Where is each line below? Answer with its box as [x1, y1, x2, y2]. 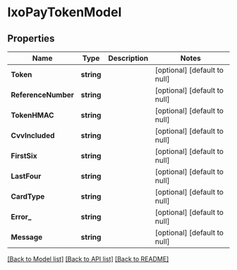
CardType [11, 192, 45, 201]
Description [108, 54, 149, 63]
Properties [7, 33, 55, 45]
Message [11, 233, 43, 242]
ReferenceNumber [11, 90, 74, 100]
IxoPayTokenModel [7, 4, 122, 20]
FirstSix [11, 151, 37, 160]
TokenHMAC [11, 110, 54, 120]
